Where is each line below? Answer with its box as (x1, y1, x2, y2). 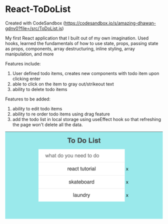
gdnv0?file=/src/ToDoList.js (5, 25, 62, 31)
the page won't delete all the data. (12, 121, 83, 127)
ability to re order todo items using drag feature (12, 111, 110, 117)
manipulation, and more (5, 51, 54, 57)
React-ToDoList (5, 3, 71, 15)
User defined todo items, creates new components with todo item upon (12, 70, 159, 76)
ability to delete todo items (12, 86, 67, 92)
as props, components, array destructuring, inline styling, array (5, 45, 135, 51)
